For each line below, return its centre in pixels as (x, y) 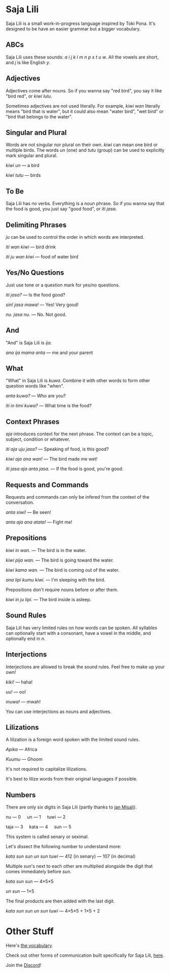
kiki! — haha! (19, 682)
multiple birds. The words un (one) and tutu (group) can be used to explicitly (85, 150)
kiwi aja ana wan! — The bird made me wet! (52, 459)
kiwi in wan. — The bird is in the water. (46, 550)
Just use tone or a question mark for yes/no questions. (63, 285)
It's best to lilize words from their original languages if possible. (72, 779)
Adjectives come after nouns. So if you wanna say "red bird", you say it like (84, 90)
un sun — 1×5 (20, 891)
